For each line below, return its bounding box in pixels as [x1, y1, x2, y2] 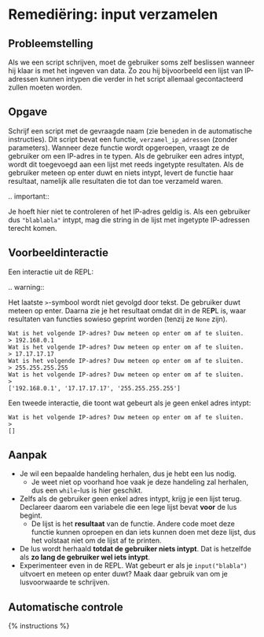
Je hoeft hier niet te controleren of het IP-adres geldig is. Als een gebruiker [8, 207, 251, 216]
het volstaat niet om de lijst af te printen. [31, 536, 162, 545]
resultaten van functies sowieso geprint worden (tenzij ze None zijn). [8, 314, 228, 324]
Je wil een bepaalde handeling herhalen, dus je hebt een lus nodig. [19, 469, 237, 478]
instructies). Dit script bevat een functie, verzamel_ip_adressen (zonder [8, 134, 238, 144]
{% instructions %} [8, 621, 70, 631]
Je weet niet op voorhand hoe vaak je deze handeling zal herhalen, [31, 478, 249, 487]
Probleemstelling [8, 37, 93, 50]
